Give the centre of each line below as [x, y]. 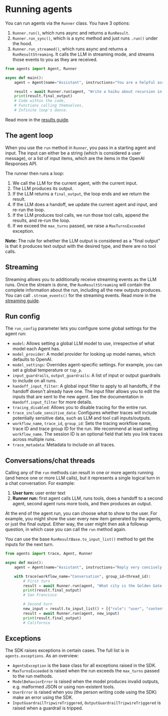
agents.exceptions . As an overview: [42, 656]
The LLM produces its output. [43, 188]
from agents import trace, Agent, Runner [49, 554]
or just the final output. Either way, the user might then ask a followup [77, 524]
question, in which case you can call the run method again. [66, 529]
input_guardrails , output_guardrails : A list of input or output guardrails [86, 375]
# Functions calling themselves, [49, 106]
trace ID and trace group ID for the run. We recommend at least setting [85, 429]
